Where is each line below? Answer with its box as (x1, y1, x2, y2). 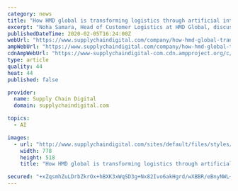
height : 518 (20, 154, 55, 161)
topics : (7, 115, 30, 122)
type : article (7, 57, 50, 64)
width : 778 (20, 147, 52, 154)
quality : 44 (7, 63, 42, 70)
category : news (7, 10, 52, 18)
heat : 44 (7, 69, 33, 76)
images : (7, 134, 30, 141)
